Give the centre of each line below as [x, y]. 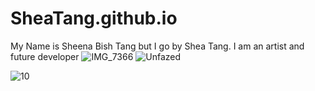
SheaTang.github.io [94, 18]
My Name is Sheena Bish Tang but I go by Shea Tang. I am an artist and [157, 46]
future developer [45, 56]
